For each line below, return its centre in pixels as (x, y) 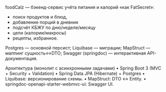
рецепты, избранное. (35, 38)
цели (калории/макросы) (39, 33)
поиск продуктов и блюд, (40, 17)
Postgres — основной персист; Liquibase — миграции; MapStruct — (78, 48)
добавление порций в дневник (46, 22)
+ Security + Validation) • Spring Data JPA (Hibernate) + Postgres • (75, 73)
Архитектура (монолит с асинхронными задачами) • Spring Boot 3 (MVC (83, 68)
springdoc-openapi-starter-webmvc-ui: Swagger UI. (60, 84)
